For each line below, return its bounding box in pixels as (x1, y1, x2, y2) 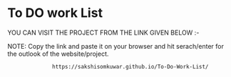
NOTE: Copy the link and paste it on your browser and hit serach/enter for (7, 42, 225, 50)
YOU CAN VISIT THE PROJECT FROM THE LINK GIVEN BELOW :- (7, 28, 200, 37)
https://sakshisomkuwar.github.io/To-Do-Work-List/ (52, 63, 209, 70)
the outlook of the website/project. (7, 49, 109, 58)
